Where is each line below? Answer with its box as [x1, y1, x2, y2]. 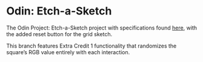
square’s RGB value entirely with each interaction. [6, 48, 130, 55]
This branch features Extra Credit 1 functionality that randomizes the [6, 42, 177, 49]
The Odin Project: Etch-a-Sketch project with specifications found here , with [6, 24, 198, 31]
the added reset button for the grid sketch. [6, 30, 113, 37]
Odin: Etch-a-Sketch [6, 4, 112, 18]
